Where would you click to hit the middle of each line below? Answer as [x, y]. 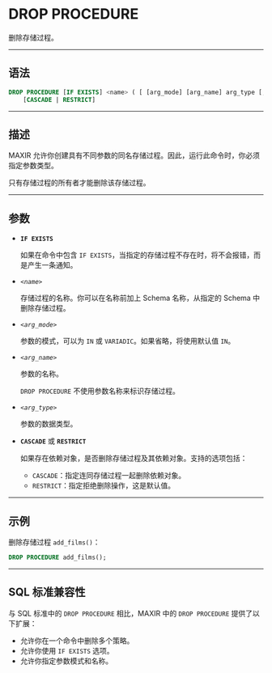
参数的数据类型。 [49, 424]
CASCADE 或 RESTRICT [53, 441]
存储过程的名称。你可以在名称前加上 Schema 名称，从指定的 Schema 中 [140, 298]
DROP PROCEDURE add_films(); [57, 557]
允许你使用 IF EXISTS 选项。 [67, 650]
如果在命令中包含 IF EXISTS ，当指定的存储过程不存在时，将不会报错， [137, 255]
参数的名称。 [41, 374]
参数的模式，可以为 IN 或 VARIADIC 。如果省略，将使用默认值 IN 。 [127, 341]
